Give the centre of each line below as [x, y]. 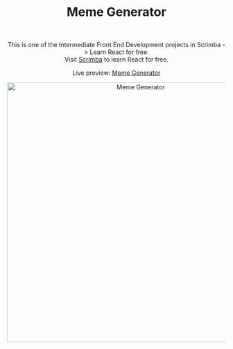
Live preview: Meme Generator [116, 73]
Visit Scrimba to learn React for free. [116, 59]
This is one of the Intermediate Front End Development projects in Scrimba [114, 44]
